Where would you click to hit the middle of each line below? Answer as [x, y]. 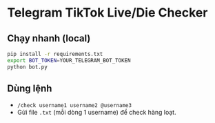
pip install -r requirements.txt [55, 54]
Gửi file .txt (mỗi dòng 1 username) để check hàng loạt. [97, 113]
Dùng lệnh [30, 89]
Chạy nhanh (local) [49, 38]
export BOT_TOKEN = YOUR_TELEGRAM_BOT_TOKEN [69, 60]
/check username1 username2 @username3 [74, 106]
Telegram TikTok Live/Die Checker [107, 13]
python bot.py [28, 67]
